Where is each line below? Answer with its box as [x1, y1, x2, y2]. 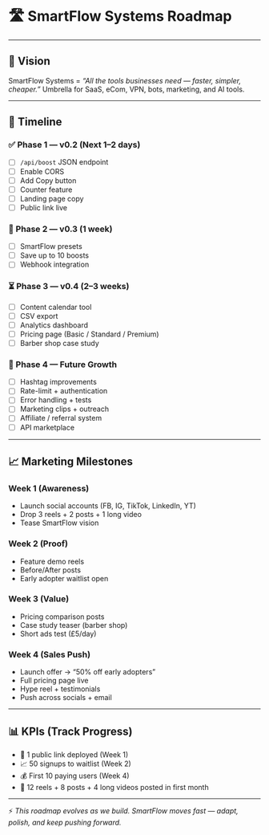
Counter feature [19, 185, 73, 194]
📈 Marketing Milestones [8, 454, 134, 468]
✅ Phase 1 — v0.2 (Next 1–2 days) [8, 139, 141, 150]
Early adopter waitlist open [19, 573, 109, 583]
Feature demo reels [19, 556, 85, 566]
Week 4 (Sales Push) [8, 649, 90, 660]
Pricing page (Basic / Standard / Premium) [19, 329, 159, 339]
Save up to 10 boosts [19, 250, 90, 260]
